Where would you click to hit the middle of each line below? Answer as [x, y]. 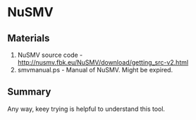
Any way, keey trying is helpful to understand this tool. [86, 109]
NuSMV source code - [50, 55]
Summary [29, 92]
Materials [29, 38]
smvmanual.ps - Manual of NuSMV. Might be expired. [95, 70]
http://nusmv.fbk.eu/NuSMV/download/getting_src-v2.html [103, 62]
